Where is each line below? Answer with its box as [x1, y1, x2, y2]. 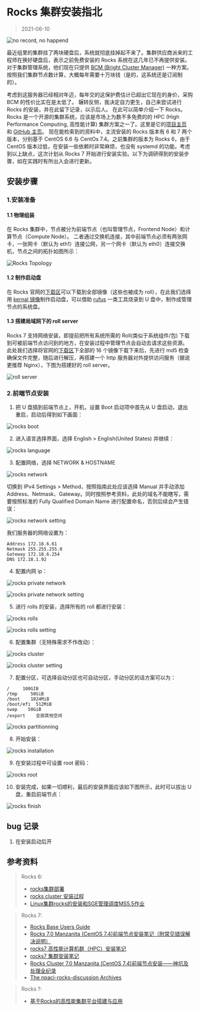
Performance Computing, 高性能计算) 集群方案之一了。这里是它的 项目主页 [6, 121, 187, 128]
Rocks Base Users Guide [30, 923, 90, 930]
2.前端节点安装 [6, 389, 49, 397]
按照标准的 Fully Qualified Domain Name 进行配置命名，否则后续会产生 [11, 498, 184, 505]
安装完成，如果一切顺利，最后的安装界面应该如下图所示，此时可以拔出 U [15, 784, 192, 791]
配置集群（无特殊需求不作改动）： [15, 639, 96, 646]
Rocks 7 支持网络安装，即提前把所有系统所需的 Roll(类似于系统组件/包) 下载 [6, 332, 190, 339]
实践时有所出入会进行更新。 [27, 157, 95, 164]
